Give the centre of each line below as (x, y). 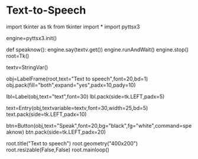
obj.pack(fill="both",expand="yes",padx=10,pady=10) (71, 85)
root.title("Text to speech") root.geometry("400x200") (72, 143)
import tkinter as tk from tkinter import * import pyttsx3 (73, 27)
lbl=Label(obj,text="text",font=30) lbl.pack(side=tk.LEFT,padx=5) (85, 96)
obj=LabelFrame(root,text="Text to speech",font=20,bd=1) (77, 79)
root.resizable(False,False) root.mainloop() (58, 150)
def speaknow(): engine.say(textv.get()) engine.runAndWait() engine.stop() (98, 49)
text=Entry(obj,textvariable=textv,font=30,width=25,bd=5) (77, 108)
